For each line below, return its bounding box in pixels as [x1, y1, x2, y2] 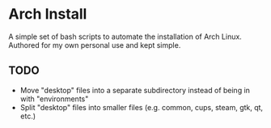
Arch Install [8, 5, 87, 23]
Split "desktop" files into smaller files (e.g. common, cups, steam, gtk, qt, [19, 102, 264, 112]
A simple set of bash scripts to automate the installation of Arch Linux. [8, 32, 243, 41]
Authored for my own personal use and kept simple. [8, 40, 181, 49]
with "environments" [19, 94, 89, 104]
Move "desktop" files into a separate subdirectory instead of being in [19, 85, 251, 95]
